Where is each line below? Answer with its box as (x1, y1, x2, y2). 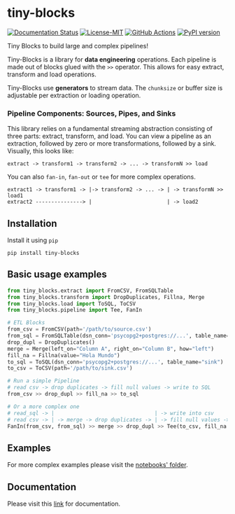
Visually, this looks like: (7, 147, 74, 155)
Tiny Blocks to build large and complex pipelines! (7, 41, 149, 50)
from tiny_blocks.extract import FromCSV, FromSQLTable (7, 287, 173, 294)
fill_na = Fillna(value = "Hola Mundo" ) (7, 352, 120, 359)
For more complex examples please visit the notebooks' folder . (7, 461, 188, 469)
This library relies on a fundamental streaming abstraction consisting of (7, 125, 213, 133)
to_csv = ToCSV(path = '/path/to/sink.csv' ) (7, 365, 133, 372)
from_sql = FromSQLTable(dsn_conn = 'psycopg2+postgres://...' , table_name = (7, 333, 230, 340)
